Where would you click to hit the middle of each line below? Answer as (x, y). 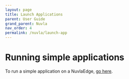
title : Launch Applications (34, 14)
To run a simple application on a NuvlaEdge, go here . (59, 71)
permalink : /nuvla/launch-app (36, 33)
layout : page (19, 10)
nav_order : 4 (19, 28)
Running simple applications (65, 57)
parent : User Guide (25, 19)
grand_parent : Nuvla (26, 24)
